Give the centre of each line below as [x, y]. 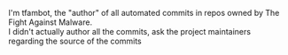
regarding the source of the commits [75, 41]
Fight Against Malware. [51, 22]
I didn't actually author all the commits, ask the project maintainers [130, 31]
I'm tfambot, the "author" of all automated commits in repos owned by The [144, 13]
